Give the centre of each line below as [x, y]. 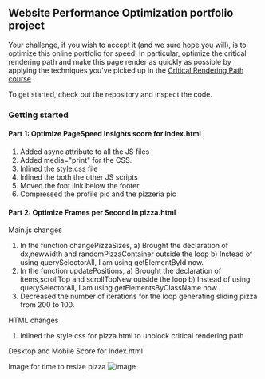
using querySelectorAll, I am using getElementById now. [112, 263]
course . [21, 78]
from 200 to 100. [47, 305]
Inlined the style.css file [59, 168]
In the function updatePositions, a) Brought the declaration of [121, 271]
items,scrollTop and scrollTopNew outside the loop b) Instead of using [135, 279]
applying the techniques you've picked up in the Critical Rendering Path [126, 70]
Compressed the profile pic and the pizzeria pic [98, 194]
